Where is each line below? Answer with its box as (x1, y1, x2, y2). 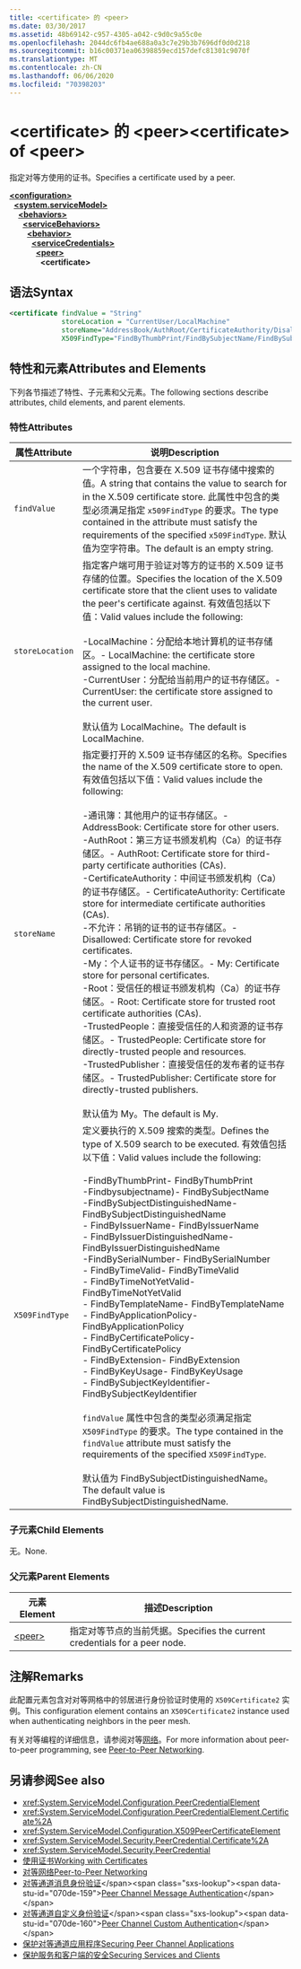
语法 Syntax (9, 284, 73, 300)
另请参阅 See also (9, 1772, 106, 1788)
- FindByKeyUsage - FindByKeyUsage (82, 1365, 244, 1378)
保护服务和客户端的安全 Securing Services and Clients (21, 1949, 221, 1961)
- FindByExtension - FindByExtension (82, 1353, 240, 1366)
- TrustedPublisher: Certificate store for (108, 1072, 277, 1084)
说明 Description (150, 446, 219, 459)
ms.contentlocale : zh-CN (9, 64, 102, 73)
